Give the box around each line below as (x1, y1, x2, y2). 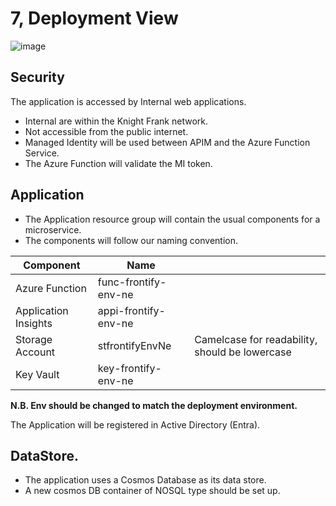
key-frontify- (97, 361, 162, 375)
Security (10, 69, 65, 86)
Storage (15, 332, 53, 346)
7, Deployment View (10, 7, 179, 30)
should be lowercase (194, 345, 292, 359)
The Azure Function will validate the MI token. (24, 157, 213, 169)
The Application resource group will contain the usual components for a (24, 213, 321, 225)
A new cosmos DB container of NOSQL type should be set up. (24, 485, 281, 497)
